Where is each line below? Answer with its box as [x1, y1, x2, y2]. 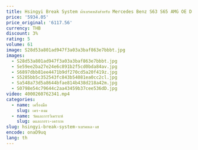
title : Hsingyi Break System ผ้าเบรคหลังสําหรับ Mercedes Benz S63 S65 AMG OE [6, 8, 187, 15]
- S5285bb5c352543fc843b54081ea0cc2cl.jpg [11, 74, 118, 80]
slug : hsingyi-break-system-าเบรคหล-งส [6, 124, 99, 130]
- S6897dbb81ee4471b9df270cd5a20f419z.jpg [11, 69, 118, 75]
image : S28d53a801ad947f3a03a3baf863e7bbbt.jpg [6, 47, 126, 53]
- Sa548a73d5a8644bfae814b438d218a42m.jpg [11, 80, 118, 86]
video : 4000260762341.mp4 [6, 91, 70, 97]
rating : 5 [6, 36, 31, 42]
